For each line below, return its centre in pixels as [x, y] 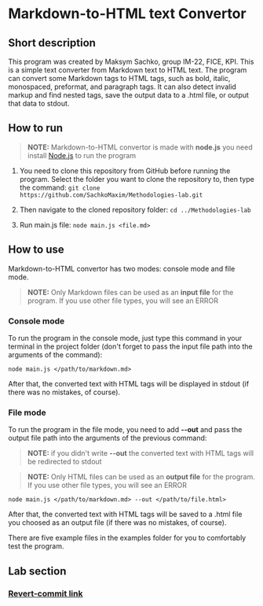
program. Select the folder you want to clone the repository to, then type [137, 179]
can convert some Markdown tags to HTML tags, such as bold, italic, [119, 78]
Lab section [37, 571]
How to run [36, 128]
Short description [52, 43]
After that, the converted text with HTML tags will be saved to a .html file [125, 514]
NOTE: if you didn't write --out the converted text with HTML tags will [140, 453]
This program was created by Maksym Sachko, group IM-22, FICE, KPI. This [131, 61]
